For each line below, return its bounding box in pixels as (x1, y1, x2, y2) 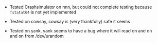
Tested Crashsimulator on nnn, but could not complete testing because (9, 4, 152, 10)
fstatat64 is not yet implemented (9, 9, 77, 15)
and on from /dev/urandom (9, 33, 64, 39)
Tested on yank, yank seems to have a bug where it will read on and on (9, 28, 152, 33)
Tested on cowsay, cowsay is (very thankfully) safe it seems (9, 19, 130, 24)
